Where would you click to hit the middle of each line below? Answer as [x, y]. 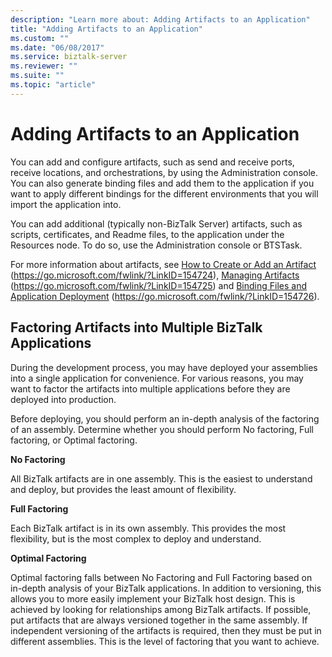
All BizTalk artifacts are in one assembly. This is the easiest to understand [161, 478]
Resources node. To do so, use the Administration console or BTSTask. [156, 245]
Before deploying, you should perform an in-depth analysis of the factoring [165, 418]
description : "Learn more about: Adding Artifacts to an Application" [160, 19]
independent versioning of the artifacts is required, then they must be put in [166, 630]
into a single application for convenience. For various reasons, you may [157, 378]
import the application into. [66, 204]
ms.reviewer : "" [44, 66]
